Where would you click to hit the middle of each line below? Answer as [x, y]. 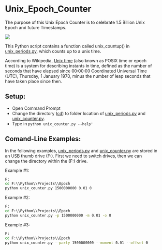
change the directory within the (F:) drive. [46, 161]
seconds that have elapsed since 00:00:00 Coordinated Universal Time [76, 71]
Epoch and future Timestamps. [36, 27]
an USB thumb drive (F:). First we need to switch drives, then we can [74, 156]
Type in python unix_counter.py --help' [52, 124]
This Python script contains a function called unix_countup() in [67, 46]
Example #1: [17, 170]
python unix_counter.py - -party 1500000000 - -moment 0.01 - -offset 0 [77, 243]
